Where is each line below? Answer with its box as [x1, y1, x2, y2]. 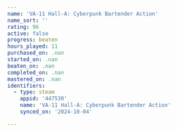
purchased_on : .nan [7, 50, 65, 57]
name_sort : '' [7, 17, 49, 24]
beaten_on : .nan [7, 62, 55, 70]
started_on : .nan [7, 56, 58, 63]
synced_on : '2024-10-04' [20, 108, 93, 115]
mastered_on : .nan [7, 75, 61, 83]
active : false [7, 29, 49, 37]
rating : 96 [7, 23, 39, 30]
